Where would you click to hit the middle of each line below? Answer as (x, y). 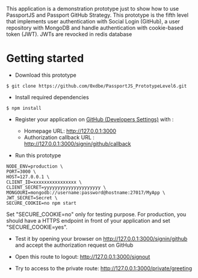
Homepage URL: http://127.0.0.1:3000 (70, 131)
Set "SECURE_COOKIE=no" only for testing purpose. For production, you (96, 214)
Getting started (45, 59)
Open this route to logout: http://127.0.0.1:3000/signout (82, 256)
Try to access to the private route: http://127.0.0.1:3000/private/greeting (104, 268)
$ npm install (24, 108)
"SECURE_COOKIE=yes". (37, 227)
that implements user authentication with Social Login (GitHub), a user (93, 21)
